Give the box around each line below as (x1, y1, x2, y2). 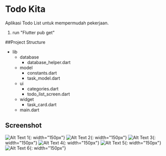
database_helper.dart (27, 59, 71, 65)
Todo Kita (5, 3, 46, 15)
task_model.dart (27, 75, 60, 81)
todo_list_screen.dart (27, 91, 70, 97)
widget (19, 96, 34, 102)
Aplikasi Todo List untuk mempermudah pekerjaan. (5, 20, 109, 26)
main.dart (19, 107, 40, 113)
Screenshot (5, 121, 42, 130)
